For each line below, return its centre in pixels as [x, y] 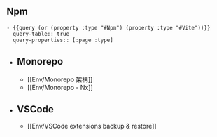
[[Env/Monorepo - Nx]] [60, 87]
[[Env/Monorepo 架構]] [60, 79]
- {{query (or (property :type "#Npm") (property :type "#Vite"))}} [108, 27]
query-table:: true [41, 34]
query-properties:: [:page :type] [63, 40]
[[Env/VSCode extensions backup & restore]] [92, 126]
